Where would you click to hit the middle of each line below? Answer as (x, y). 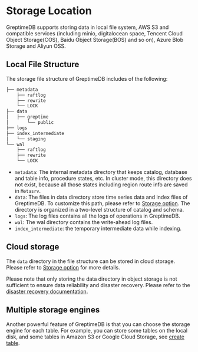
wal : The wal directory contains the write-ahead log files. (84, 222)
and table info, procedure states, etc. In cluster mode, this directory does (103, 178)
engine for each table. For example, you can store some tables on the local (97, 330)
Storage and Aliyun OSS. (36, 46)
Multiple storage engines (53, 310)
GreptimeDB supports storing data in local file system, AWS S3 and (88, 27)
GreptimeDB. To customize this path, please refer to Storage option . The (102, 203)
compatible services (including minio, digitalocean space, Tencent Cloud (94, 33)
